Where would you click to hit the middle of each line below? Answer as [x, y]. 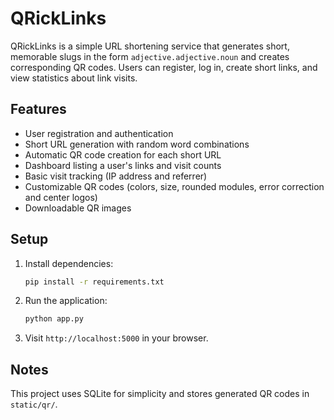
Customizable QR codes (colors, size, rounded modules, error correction [174, 186]
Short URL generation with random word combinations [137, 144]
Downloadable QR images [78, 208]
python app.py [54, 319]
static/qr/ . [34, 404]
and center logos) [61, 197]
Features [38, 109]
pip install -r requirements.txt [94, 282]
